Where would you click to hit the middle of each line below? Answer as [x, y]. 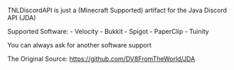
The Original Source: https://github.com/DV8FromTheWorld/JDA [101, 59]
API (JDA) [22, 18]
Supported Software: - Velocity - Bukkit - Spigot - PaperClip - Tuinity [108, 31]
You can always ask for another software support [79, 45]
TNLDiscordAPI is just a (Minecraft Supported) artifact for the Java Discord [117, 10]
